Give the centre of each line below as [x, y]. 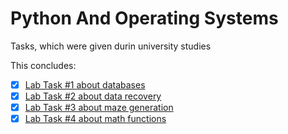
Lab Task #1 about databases [85, 84]
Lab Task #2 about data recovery [93, 96]
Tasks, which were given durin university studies [111, 46]
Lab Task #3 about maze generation [99, 108]
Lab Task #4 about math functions [95, 119]
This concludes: [43, 65]
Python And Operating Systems [144, 18]
